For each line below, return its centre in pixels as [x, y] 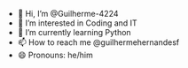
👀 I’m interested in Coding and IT [77, 23]
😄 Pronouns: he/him [55, 55]
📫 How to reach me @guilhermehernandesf [98, 42]
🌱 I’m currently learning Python [74, 32]
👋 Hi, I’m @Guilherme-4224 [68, 14]
